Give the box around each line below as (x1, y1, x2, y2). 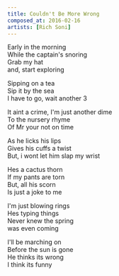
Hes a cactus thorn (7, 166, 63, 174)
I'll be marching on (7, 238, 62, 246)
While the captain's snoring (7, 50, 87, 59)
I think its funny (7, 260, 52, 269)
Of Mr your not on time (7, 123, 74, 132)
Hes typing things (7, 209, 59, 218)
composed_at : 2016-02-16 (7, 17, 81, 24)
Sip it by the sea (7, 86, 55, 96)
